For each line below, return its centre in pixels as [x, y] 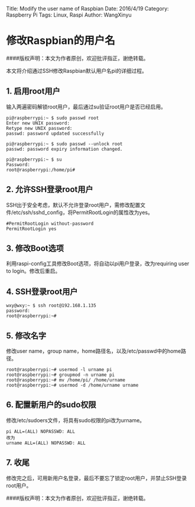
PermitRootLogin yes [32, 229]
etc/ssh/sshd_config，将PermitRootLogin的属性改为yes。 [83, 212]
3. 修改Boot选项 [35, 248]
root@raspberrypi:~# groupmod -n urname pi [61, 375]
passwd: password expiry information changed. [64, 149]
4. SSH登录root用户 [42, 291]
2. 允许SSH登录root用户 [50, 189]
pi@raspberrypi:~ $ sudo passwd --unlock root [64, 144]
